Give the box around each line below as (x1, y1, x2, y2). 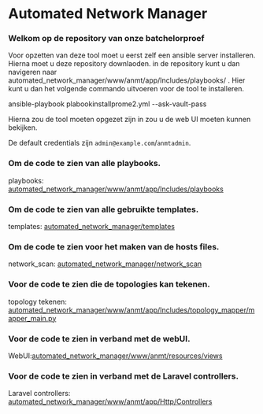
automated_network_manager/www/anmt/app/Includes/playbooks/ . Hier (8, 76, 246, 85)
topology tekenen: (8, 297, 67, 306)
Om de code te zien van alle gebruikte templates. (8, 204, 199, 215)
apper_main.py (8, 313, 57, 323)
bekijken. (8, 123, 38, 132)
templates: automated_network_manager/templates (8, 222, 176, 231)
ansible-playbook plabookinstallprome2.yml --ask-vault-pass (8, 99, 207, 109)
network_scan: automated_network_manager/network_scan (8, 259, 202, 268)
